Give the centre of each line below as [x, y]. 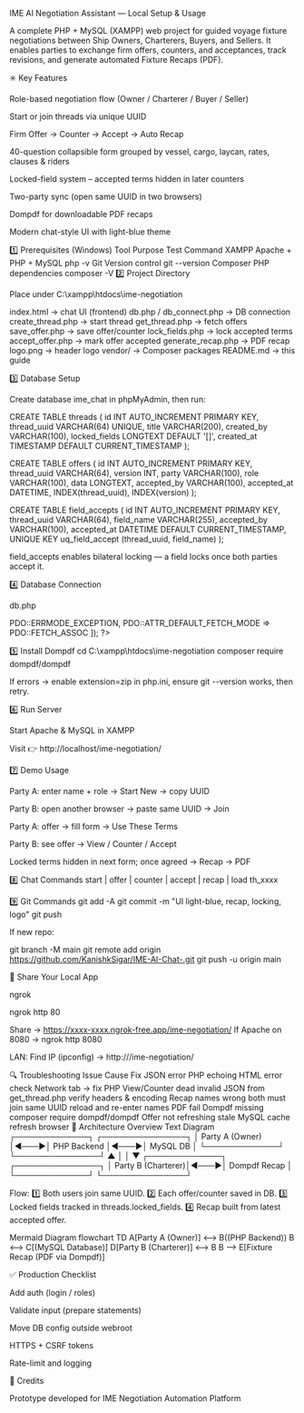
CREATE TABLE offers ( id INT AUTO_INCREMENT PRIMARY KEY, [131, 463]
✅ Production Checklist [53, 1274]
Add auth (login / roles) [53, 1293]
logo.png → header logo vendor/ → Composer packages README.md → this [152, 350]
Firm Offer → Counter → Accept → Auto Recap [97, 134]
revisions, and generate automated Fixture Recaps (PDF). [117, 60]
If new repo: [32, 932]
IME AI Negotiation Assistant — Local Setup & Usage [108, 13]
